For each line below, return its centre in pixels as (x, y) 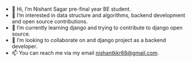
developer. (24, 46)
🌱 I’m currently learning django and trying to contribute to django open (97, 27)
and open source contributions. (50, 21)
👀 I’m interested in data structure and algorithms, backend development (98, 15)
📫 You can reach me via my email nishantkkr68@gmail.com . (85, 53)
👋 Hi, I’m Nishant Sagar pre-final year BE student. (71, 9)
